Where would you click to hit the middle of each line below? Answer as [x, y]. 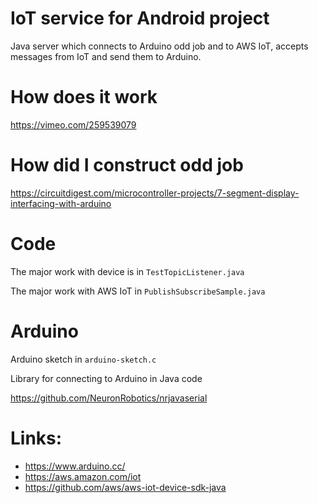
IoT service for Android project [140, 18]
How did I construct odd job [127, 165]
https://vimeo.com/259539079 [73, 124]
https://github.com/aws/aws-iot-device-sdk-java [125, 487]
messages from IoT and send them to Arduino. [106, 56]
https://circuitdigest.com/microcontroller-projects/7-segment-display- [155, 193]
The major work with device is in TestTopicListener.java [127, 271]
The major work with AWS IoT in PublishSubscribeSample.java [138, 291]
